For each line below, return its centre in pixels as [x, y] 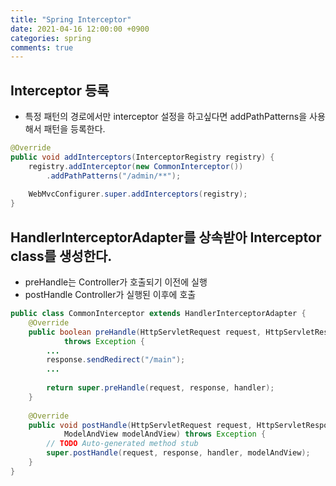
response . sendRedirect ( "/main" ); [116, 360]
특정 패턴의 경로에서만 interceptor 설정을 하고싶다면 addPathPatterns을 [166, 117]
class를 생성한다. [61, 256]
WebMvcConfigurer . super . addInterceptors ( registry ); [138, 194]
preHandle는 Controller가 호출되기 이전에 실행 [116, 282]
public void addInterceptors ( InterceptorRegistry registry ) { [142, 157]
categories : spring [51, 38]
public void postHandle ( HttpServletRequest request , [140, 425]
